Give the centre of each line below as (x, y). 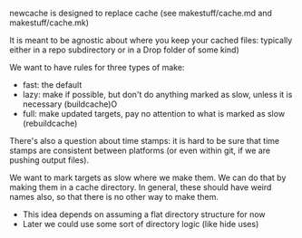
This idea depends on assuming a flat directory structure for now (144, 214)
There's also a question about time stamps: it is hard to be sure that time (144, 141)
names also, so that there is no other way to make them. (114, 197)
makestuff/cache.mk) (49, 23)
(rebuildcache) (50, 123)
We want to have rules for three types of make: (97, 67)
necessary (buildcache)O (70, 104)
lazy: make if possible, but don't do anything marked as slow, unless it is (157, 95)
